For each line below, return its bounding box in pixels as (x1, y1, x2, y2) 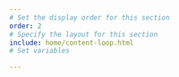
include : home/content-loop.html (9, 38, 134, 47)
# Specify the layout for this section (9, 30, 158, 38)
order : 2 (9, 21, 42, 30)
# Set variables (9, 47, 70, 56)
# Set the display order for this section (9, 13, 170, 22)
